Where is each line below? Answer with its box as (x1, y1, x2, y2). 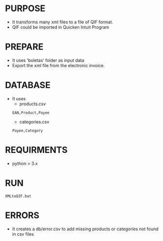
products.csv (19, 101, 46, 107)
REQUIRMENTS (5, 145, 68, 155)
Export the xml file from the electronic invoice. (12, 62, 105, 68)
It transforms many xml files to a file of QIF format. (12, 19, 113, 25)
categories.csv (19, 119, 50, 125)
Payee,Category (12, 128, 43, 133)
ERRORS (5, 210, 40, 221)
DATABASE (5, 80, 51, 91)
